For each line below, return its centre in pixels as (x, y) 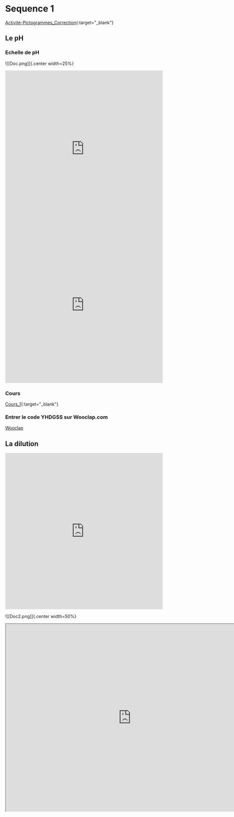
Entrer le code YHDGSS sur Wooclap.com (56, 417)
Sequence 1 (30, 9)
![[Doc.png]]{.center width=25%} (39, 63)
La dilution (22, 444)
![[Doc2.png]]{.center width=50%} (41, 616)
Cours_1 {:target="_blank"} (32, 404)
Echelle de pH (22, 52)
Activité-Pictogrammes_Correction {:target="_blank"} (59, 22)
